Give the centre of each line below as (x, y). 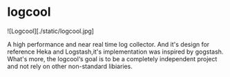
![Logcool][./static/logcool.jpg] (51, 31)
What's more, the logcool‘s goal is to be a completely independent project (112, 58)
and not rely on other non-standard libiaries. (70, 66)
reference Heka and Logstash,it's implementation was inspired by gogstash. (115, 52)
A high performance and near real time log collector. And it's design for (108, 44)
